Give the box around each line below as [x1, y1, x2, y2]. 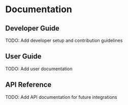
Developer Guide [5, 24, 60, 33]
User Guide [5, 52, 42, 61]
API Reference [5, 81, 52, 89]
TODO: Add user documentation [5, 65, 73, 72]
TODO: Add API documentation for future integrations [5, 94, 118, 100]
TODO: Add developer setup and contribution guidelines [5, 37, 123, 43]
